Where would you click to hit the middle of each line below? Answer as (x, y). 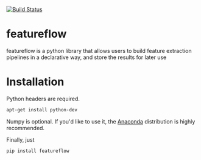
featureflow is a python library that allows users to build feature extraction (99, 50)
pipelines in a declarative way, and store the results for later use (86, 57)
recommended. (25, 128)
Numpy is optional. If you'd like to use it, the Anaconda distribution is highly (101, 121)
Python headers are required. (43, 99)
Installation (35, 82)
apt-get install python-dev (42, 110)
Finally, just (20, 139)
